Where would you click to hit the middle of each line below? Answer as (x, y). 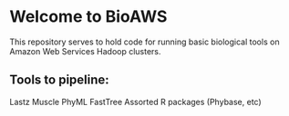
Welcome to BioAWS (88, 17)
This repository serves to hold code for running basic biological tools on (144, 42)
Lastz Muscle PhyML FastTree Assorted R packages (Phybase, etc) (135, 101)
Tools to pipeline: (59, 80)
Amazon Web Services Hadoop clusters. (85, 51)
